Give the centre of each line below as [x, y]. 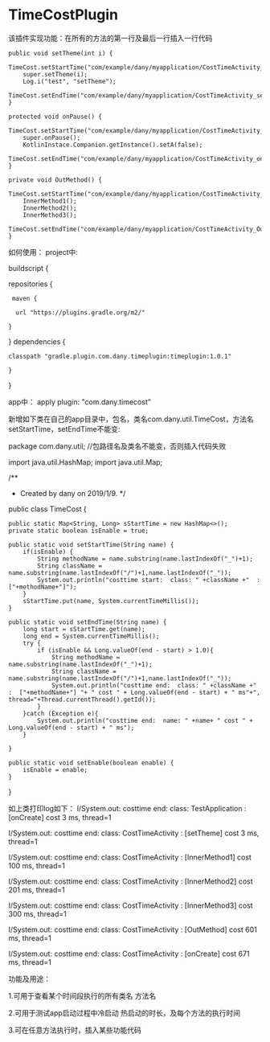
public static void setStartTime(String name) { [91, 544]
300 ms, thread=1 [37, 913]
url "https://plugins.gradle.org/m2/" [81, 312]
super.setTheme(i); [55, 74]
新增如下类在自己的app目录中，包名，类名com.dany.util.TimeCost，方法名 [131, 419]
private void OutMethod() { [55, 180]
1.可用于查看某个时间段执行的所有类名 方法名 [82, 995]
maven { [25, 298]
